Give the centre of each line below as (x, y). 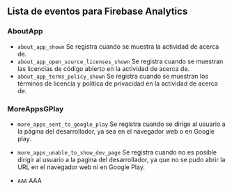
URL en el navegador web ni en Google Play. (81, 167)
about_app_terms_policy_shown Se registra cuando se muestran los (113, 76)
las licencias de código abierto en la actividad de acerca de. (103, 68)
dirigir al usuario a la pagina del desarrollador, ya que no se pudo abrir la (121, 159)
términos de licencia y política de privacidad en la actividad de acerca (117, 84)
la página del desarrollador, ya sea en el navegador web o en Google (116, 131)
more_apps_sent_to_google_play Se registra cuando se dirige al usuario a (121, 124)
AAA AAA (29, 180)
